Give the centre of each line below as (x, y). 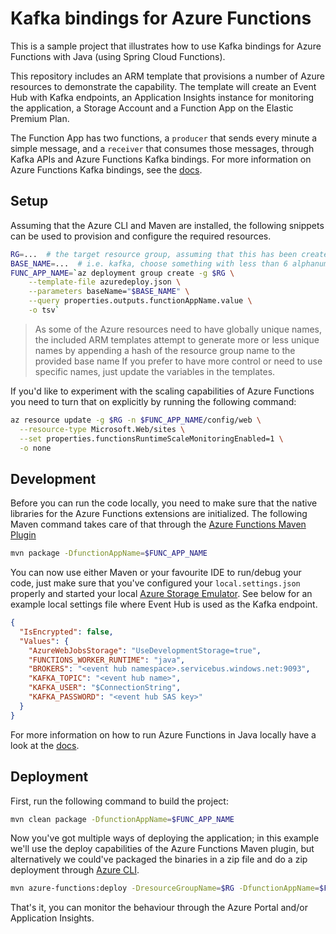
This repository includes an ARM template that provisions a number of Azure (168, 76)
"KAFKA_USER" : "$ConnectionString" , (105, 688)
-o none (35, 448)
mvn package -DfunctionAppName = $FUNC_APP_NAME (109, 553)
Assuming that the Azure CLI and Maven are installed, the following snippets (167, 225)
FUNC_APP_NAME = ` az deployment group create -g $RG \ (122, 273)
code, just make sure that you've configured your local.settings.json (155, 583)
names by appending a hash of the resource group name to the (165, 350)
